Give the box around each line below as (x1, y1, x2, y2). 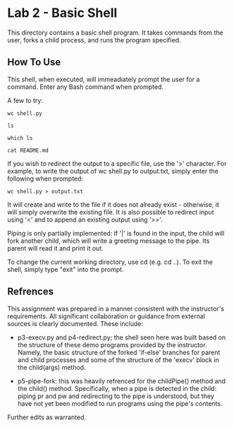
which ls (7, 134, 33, 142)
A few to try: (7, 96, 44, 104)
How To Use (7, 56, 61, 68)
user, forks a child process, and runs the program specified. (7, 35, 181, 44)
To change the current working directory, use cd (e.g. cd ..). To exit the (7, 258, 214, 266)
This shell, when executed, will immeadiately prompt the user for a (7, 75, 200, 83)
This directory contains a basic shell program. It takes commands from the (7, 28, 223, 37)
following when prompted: (7, 174, 83, 183)
